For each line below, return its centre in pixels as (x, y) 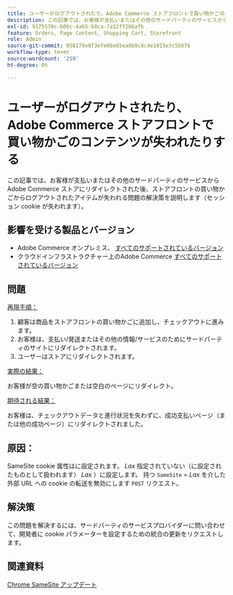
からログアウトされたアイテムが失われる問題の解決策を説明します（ (110, 197)
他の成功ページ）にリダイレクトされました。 (83, 424)
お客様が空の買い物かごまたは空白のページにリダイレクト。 (92, 386)
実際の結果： (25, 371)
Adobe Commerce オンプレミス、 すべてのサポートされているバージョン (120, 248)
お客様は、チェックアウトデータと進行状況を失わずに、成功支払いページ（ (113, 416)
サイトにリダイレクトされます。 (75, 348)
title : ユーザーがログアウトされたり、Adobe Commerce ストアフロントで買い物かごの (116, 14)
